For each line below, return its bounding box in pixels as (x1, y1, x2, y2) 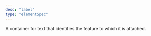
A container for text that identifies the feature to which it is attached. (5, 25, 146, 31)
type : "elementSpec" (5, 12, 49, 17)
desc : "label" (5, 7, 35, 12)
